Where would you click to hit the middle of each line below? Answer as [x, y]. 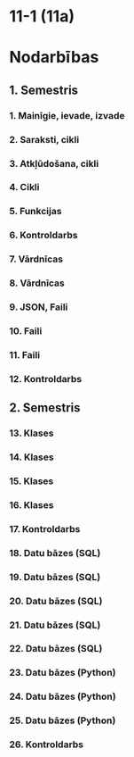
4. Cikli [24, 187]
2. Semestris [45, 408]
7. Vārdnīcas [36, 259]
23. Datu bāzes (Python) [63, 673]
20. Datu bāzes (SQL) [56, 601]
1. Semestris [43, 90]
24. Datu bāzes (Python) [63, 696]
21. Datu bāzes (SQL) [55, 625]
